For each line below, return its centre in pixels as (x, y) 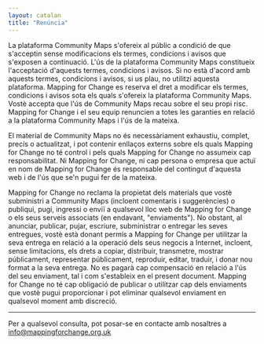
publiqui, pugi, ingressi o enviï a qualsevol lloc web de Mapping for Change (130, 209)
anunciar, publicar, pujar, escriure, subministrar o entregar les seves (118, 225)
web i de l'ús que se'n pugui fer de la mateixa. (82, 177)
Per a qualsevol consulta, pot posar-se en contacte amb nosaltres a (117, 324)
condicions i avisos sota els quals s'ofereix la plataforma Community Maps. (130, 95)
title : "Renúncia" (38, 23)
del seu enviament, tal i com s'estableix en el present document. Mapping (128, 276)
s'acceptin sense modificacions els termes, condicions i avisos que (117, 53)
